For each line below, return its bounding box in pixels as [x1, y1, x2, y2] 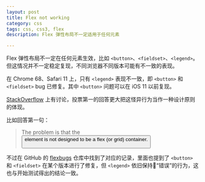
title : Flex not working [6, 15, 70, 21]
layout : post [6, 9, 40, 15]
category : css [6, 20, 43, 26]
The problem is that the [21, 129, 81, 136]
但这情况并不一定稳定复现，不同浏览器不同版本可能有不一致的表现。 [6, 62, 178, 70]
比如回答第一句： [6, 117, 50, 124]
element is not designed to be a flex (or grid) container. [24, 136, 148, 143]
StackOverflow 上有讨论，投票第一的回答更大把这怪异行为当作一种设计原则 [6, 96, 196, 103]
